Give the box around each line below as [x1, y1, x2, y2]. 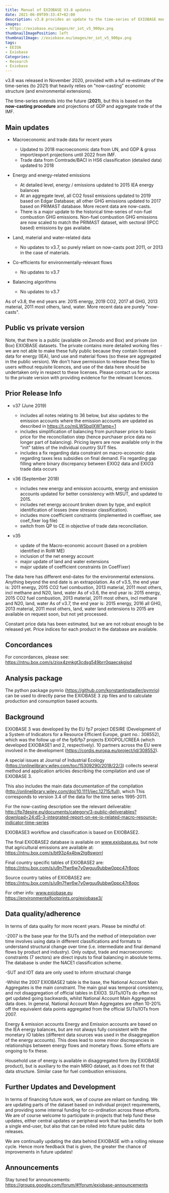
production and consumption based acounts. [5, 698, 99, 704]
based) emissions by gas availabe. [20, 225, 92, 231]
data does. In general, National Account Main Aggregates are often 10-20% [5, 1001, 161, 1007]
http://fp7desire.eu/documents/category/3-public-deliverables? [5, 809, 137, 815]
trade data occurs [20, 466, 57, 472]
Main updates [5, 123, 49, 131]
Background [5, 712, 44, 721]
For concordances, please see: [5, 654, 69, 660]
